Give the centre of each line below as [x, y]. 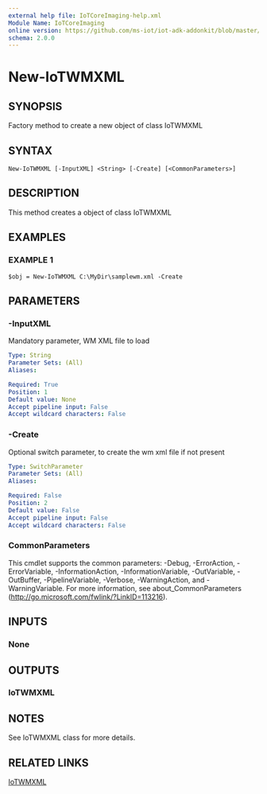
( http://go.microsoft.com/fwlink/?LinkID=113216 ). [88, 597]
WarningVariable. [37, 588]
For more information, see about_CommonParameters [154, 588]
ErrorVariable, [31, 571]
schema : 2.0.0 [32, 38]
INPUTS [28, 622]
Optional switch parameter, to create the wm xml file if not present [116, 452]
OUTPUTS [34, 670]
